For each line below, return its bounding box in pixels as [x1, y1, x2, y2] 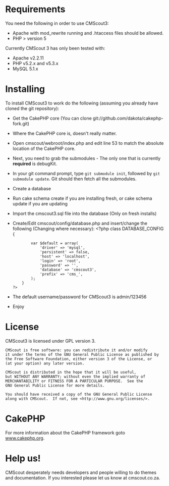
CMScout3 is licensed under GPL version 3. [5, 338, 96, 344]
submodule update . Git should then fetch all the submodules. [12, 176, 137, 182]
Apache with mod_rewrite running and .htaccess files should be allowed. [12, 30, 164, 36]
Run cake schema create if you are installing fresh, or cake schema [12, 195, 152, 201]
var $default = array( [31, 241, 79, 246]
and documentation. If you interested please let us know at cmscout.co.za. [5, 474, 160, 480]
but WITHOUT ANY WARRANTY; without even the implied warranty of [5, 374, 145, 379]
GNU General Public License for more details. [5, 383, 105, 388]
